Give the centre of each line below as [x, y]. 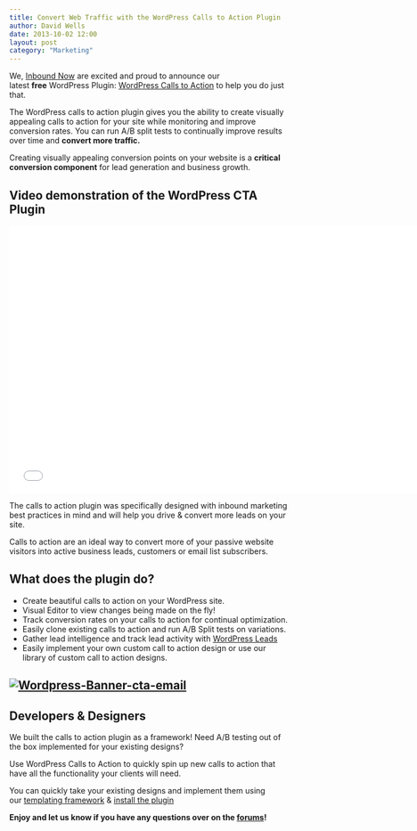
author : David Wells [48, 26]
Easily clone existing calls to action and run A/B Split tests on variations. [154, 629]
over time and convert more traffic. [75, 141]
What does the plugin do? [82, 579]
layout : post [33, 42]
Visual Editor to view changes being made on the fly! [119, 610]
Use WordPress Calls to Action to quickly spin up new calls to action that [143, 763]
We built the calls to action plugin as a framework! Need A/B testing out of [145, 737]
